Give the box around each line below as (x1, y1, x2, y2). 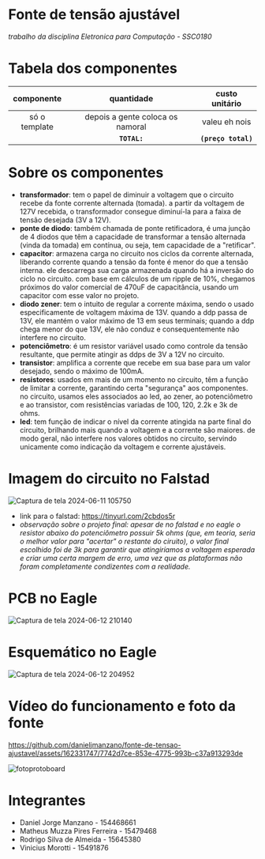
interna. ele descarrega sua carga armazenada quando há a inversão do (19, 265, 254, 274)
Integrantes (8, 791, 86, 809)
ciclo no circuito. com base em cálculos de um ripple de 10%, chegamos (19, 274, 256, 283)
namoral (116, 121, 147, 132)
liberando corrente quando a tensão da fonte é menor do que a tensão (19, 257, 248, 267)
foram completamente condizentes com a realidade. (19, 562, 191, 571)
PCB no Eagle (8, 589, 98, 607)
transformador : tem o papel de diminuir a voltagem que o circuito (19, 190, 234, 199)
